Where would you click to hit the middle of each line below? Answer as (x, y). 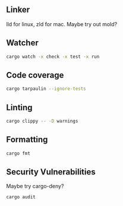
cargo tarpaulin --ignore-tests (46, 89)
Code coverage (35, 75)
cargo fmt (18, 153)
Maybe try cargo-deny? (35, 186)
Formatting (27, 140)
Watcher (22, 43)
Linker (18, 10)
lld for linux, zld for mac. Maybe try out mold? (62, 24)
